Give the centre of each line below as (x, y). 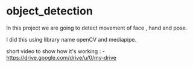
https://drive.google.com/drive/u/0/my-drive (61, 57)
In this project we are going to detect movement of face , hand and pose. (97, 28)
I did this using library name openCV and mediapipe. (71, 39)
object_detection (50, 11)
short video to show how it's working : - (56, 51)
